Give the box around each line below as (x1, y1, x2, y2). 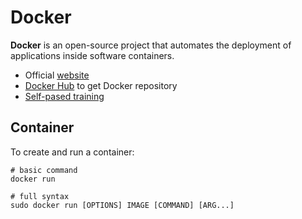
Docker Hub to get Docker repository (24, 79, 178, 91)
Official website (24, 69, 90, 81)
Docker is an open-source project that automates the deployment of (10, 39, 292, 51)
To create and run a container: (10, 146, 135, 158)
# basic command (10, 165, 78, 175)
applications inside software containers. (10, 49, 175, 61)
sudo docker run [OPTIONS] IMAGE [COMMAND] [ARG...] (10, 200, 235, 210)
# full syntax (10, 191, 70, 201)
